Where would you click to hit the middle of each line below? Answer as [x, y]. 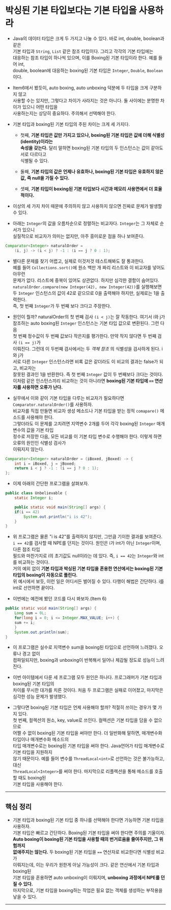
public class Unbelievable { [36, 493]
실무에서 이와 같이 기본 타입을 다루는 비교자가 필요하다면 [68, 398]
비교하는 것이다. [34, 562]
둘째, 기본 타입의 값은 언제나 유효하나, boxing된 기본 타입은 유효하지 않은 [92, 171]
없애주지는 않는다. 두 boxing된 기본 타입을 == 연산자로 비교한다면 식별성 [84, 852]
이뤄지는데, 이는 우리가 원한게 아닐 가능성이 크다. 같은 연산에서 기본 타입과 [86, 865]
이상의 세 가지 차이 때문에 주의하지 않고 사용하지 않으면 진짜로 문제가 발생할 [87, 206]
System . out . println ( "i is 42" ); [58, 517]
